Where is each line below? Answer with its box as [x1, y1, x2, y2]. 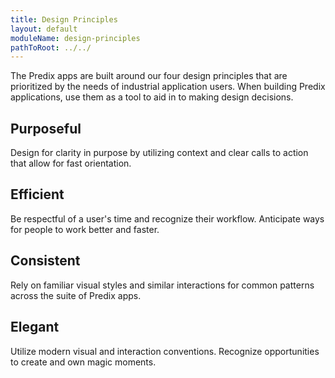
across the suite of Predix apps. [10, 289, 142, 301]
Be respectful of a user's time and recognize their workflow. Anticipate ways [10, 212, 325, 225]
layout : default [10, 24, 78, 34]
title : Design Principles [10, 14, 118, 25]
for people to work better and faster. [10, 223, 160, 235]
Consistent [10, 252, 81, 270]
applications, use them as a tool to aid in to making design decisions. [10, 91, 294, 103]
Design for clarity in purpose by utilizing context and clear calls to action [10, 147, 309, 159]
